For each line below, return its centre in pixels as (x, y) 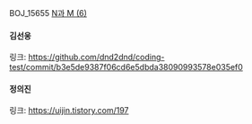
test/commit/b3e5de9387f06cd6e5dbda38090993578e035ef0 (126, 67)
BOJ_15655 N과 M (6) (48, 13)
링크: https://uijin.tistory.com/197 (69, 111)
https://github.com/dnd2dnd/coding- (96, 58)
